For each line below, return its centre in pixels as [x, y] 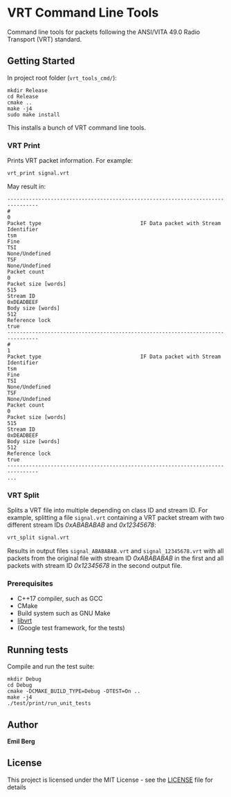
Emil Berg [21, 742]
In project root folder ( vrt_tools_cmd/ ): [62, 78]
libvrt [25, 620]
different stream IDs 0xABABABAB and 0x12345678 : [82, 525]
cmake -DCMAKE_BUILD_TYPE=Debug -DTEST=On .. [74, 691]
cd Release [23, 96]
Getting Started [41, 61]
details [17, 787]
